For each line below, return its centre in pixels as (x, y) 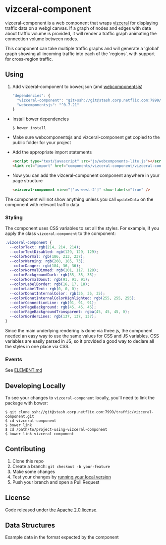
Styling (14, 217)
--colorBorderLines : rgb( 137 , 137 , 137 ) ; (53, 316)
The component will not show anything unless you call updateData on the (79, 199)
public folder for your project (42, 143)
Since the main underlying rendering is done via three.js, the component (79, 330)
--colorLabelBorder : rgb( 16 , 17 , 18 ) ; (50, 284)
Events (14, 359)
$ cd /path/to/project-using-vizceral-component (56, 430)
